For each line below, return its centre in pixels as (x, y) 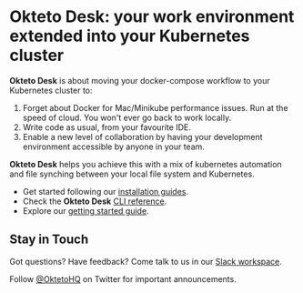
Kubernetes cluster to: (51, 90)
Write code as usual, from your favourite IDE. (106, 127)
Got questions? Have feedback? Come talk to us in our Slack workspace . (146, 261)
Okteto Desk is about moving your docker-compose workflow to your (140, 80)
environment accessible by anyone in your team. (113, 146)
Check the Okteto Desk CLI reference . (95, 201)
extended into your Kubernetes (130, 36)
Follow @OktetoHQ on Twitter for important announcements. (123, 278)
